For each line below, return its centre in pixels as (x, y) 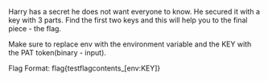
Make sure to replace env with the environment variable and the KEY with (130, 44)
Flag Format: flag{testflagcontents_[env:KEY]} (85, 68)
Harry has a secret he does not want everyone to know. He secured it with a (134, 12)
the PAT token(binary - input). (58, 53)
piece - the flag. (35, 28)
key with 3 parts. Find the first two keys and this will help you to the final (128, 20)
